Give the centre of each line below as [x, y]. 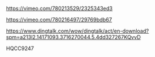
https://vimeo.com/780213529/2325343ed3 [59, 8]
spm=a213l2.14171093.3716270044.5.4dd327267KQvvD [73, 37]
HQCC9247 [20, 48]
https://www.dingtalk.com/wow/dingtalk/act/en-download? [77, 31]
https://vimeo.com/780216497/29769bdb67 [59, 19]
